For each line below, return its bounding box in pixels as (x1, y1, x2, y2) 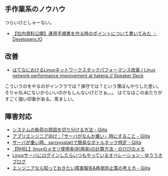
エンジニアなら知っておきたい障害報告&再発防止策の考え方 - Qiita (12, 165, 151, 171)
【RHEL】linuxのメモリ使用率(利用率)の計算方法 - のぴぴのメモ (12, 146, 145, 152)
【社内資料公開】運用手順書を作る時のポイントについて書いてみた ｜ (12, 30, 157, 36)
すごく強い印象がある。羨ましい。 (5, 96, 77, 102)
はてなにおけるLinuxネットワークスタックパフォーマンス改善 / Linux (12, 67, 156, 73)
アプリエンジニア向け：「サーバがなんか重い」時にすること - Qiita (12, 133, 151, 139)
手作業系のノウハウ (5, 5, 66, 14)
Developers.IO (12, 36, 43, 42)
